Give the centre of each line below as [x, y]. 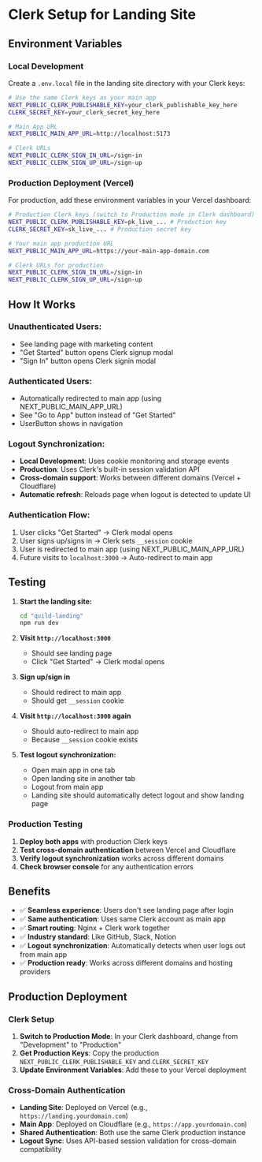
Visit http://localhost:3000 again [75, 716]
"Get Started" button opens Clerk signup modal [96, 352]
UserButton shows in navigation [71, 424]
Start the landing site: [56, 601]
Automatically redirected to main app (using [90, 398]
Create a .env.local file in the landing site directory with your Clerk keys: [127, 83]
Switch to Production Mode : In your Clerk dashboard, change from [129, 1037]
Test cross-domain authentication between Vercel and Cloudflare [127, 850]
